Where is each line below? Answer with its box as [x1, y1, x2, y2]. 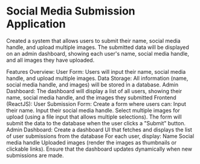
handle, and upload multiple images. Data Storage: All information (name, [6, 74, 189, 82]
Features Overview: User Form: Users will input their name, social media [6, 68, 186, 75]
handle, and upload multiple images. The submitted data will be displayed [6, 44, 189, 51]
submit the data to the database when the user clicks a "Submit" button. [6, 119, 186, 126]
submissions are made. [6, 151, 64, 159]
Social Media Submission [6, 4, 136, 18]
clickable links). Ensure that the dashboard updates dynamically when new [6, 145, 192, 153]
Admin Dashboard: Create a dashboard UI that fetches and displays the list [6, 126, 192, 133]
